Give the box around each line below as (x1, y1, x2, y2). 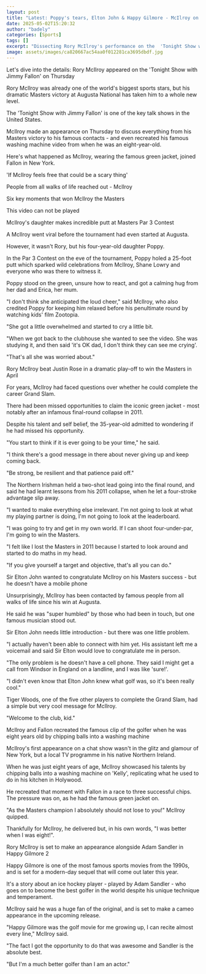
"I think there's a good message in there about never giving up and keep (6, 450, 189, 458)
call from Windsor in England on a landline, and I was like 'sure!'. (6, 665, 169, 673)
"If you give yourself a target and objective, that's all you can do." (6, 561, 172, 568)
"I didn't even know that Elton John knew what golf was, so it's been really (6, 677, 195, 685)
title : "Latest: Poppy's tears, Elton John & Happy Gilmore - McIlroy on (6, 15, 199, 21)
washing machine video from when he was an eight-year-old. (6, 141, 162, 148)
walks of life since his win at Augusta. (6, 598, 102, 605)
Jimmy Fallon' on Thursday (6, 72, 75, 80)
